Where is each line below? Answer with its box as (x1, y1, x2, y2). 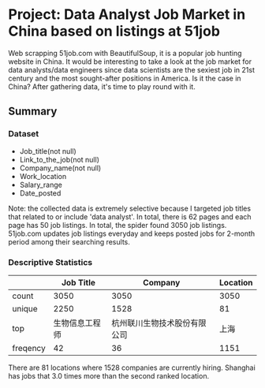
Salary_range (19, 180, 63, 189)
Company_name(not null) (19, 163, 102, 173)
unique (12, 303, 38, 314)
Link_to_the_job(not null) (19, 155, 100, 164)
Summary (8, 105, 58, 118)
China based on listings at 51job (8, 22, 221, 40)
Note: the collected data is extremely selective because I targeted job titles (8, 203, 251, 213)
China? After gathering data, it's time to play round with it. (8, 81, 196, 91)
